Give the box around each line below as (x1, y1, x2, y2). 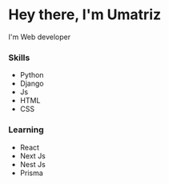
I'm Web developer (8, 32, 70, 42)
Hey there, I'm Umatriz (8, 6, 162, 24)
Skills (8, 52, 30, 63)
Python (19, 70, 44, 80)
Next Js (19, 150, 46, 161)
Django (19, 78, 44, 89)
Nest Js (19, 159, 46, 169)
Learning (8, 124, 44, 135)
